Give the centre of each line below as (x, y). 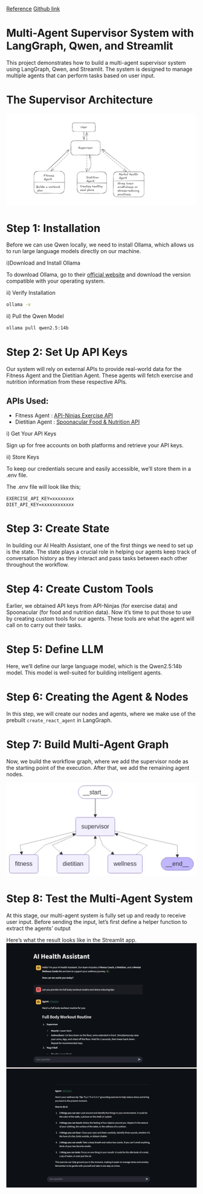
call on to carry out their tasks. (44, 625)
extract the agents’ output (38, 928)
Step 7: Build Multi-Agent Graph (88, 744)
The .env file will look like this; (44, 486)
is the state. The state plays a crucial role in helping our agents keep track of (101, 552)
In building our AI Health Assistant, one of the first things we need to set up (100, 545)
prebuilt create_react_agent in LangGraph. (59, 720)
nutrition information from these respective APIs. (67, 382)
